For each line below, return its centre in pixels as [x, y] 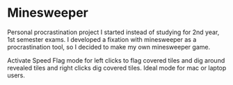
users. [16, 75]
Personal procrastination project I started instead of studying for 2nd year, [113, 32]
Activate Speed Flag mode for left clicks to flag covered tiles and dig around [116, 60]
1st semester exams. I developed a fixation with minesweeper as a [102, 39]
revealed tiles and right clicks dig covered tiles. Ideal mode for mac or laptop [117, 68]
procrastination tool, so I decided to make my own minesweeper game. [109, 47]
